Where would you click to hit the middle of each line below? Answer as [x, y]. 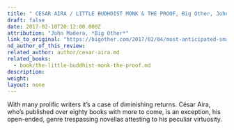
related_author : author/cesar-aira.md [63, 53]
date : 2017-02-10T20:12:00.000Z [54, 26]
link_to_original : [34, 40]
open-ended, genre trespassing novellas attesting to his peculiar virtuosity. [115, 120]
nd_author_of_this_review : [46, 46]
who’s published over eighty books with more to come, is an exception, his [114, 112]
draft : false [26, 20]
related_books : [29, 59]
